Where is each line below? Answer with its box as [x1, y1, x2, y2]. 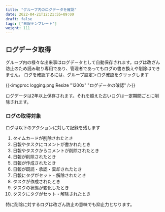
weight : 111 [5, 26, 30, 31]
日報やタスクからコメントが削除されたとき [12, 148, 99, 154]
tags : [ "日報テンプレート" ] [5, 21, 57, 26]
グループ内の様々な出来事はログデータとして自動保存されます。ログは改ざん [5, 59, 161, 65]
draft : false [5, 16, 33, 21]
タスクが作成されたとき [12, 179, 61, 185]
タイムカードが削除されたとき [12, 135, 73, 141]
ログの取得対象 [5, 112, 41, 119]
